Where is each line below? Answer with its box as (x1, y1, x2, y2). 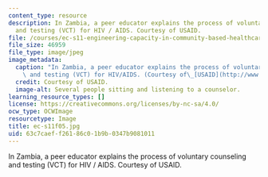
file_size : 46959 (8, 41, 66, 49)
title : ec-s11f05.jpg (8, 122, 81, 130)
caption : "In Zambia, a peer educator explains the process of (15, 63, 230, 71)
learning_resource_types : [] (8, 93, 105, 101)
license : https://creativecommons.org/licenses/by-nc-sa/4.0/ (8, 100, 219, 108)
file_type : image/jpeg (8, 48, 84, 56)
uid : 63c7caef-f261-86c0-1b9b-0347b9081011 (8, 129, 156, 137)
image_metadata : (8, 56, 62, 64)
